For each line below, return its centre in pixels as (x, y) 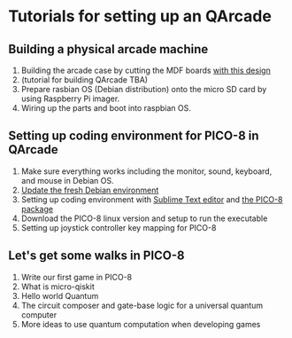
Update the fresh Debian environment (90, 190)
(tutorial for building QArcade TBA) (84, 80)
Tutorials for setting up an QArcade (140, 16)
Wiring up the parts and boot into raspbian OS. (106, 108)
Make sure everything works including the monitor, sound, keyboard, (146, 171)
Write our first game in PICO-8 (77, 277)
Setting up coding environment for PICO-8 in (134, 136)
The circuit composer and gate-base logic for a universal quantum (142, 305)
